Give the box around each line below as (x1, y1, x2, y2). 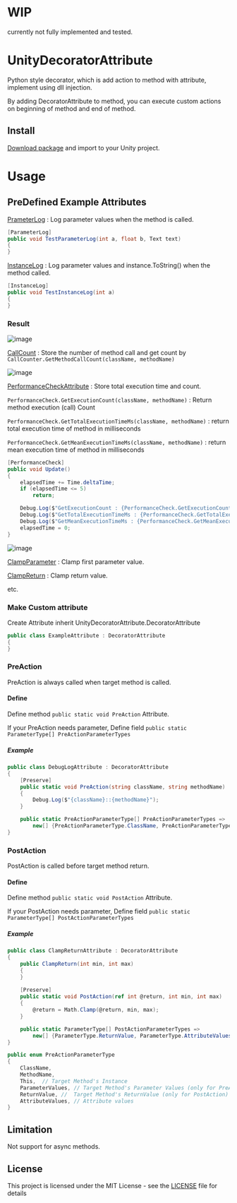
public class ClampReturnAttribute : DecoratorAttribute (7, 947, 178, 954)
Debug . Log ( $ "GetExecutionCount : (20, 505, 119, 512)
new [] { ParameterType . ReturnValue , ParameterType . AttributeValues (32, 1032, 232, 1039)
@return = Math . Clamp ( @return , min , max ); (32, 1007, 159, 1014)
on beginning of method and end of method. (7, 104, 136, 113)
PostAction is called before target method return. (7, 862, 150, 870)
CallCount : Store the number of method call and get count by (7, 348, 187, 357)
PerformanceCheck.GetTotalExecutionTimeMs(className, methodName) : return (7, 417, 229, 425)
